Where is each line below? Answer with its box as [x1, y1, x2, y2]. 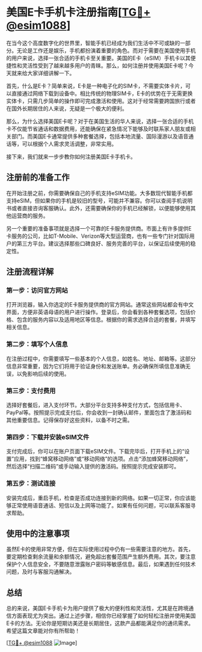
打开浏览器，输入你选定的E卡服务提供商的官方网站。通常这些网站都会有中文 [6, 301, 194, 308]
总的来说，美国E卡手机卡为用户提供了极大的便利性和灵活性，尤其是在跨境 [6, 604, 189, 612]
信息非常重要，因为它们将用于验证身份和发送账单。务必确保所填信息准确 [6, 362, 185, 370]
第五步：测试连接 [6, 479, 56, 488]
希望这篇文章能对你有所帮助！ [6, 627, 80, 635]
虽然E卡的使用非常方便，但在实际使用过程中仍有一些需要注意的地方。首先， [6, 545, 194, 553]
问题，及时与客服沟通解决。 [6, 568, 75, 576]
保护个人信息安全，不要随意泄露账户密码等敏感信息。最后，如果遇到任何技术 [6, 560, 196, 568]
